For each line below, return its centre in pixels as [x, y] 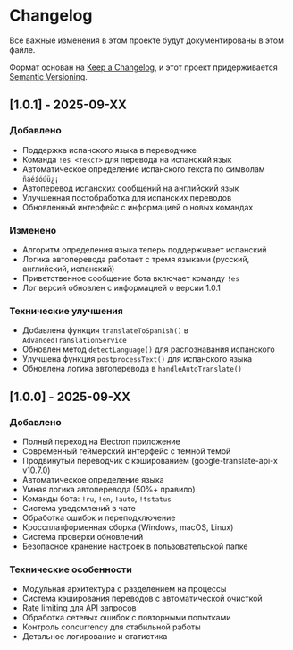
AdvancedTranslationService [74, 341]
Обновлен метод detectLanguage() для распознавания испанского [148, 349]
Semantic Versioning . [48, 76]
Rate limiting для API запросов [79, 608]
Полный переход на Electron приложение [101, 441]
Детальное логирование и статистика [95, 637]
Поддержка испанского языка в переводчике [109, 150]
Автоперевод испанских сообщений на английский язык [130, 188]
